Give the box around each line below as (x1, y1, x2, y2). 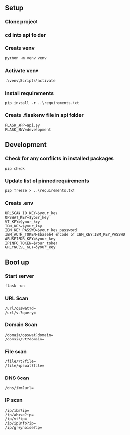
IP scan (5, 397, 23, 404)
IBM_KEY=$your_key (5, 224, 42, 228)
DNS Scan (5, 375, 30, 381)
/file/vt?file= (5, 359, 36, 364)
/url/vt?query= (5, 310, 36, 315)
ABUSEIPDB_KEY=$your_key (5, 236, 56, 241)
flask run (5, 284, 25, 289)
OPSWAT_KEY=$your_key (5, 215, 49, 220)
